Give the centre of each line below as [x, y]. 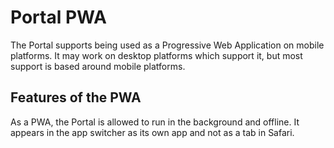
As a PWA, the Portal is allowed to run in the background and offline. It [155, 122]
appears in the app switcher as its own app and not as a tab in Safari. [152, 132]
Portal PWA [58, 17]
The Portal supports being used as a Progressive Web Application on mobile [167, 45]
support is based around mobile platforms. [98, 66]
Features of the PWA [76, 97]
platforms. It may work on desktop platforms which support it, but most [156, 55]
